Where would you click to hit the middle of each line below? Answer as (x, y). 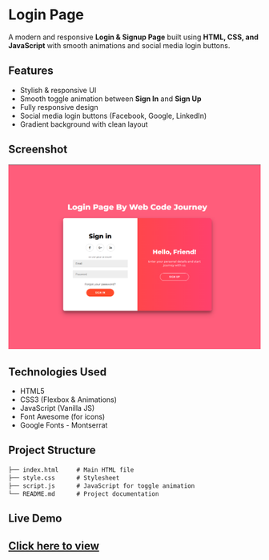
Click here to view (54, 546)
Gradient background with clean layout (84, 124)
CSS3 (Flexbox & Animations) (68, 400)
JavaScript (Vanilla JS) (57, 408)
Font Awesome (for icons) (62, 417)
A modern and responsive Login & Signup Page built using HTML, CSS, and (133, 37)
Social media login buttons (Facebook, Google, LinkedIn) (113, 116)
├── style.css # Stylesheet (64, 478)
